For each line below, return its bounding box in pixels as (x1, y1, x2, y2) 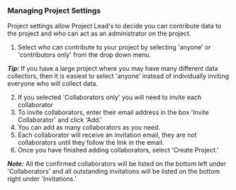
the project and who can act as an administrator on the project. (7, 29, 191, 38)
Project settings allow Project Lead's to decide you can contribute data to (7, 22, 222, 30)
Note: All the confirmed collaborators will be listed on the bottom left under (7, 160, 227, 168)
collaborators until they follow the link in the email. (17, 138, 164, 147)
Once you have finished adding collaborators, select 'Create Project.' (17, 146, 219, 155)
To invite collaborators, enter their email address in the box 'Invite (17, 108, 209, 117)
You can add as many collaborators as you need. (17, 123, 161, 132)
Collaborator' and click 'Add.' (17, 116, 103, 124)
